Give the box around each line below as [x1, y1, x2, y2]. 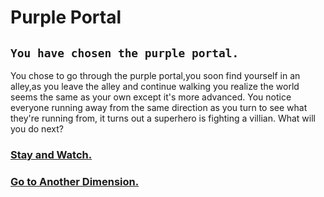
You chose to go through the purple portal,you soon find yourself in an [10, 70, 301, 81]
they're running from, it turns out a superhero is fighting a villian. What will [10, 112, 316, 124]
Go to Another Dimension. [10, 174, 140, 188]
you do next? [10, 123, 64, 135]
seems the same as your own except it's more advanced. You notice [10, 91, 292, 103]
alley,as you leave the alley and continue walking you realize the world [10, 81, 300, 92]
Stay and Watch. [10, 147, 93, 161]
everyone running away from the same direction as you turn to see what [10, 102, 308, 113]
